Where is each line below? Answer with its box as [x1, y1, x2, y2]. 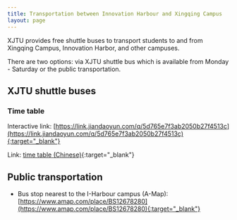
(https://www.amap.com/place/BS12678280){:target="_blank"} [17, 205, 201, 213]
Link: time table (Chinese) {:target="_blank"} [7, 150, 135, 159]
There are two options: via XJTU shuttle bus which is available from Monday [7, 57, 229, 65]
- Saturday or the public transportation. [7, 65, 121, 73]
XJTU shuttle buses [7, 85, 97, 97]
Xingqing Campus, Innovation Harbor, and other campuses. [7, 44, 180, 52]
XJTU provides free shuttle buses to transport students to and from [7, 36, 203, 44]
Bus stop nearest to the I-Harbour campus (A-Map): [17, 190, 169, 198]
